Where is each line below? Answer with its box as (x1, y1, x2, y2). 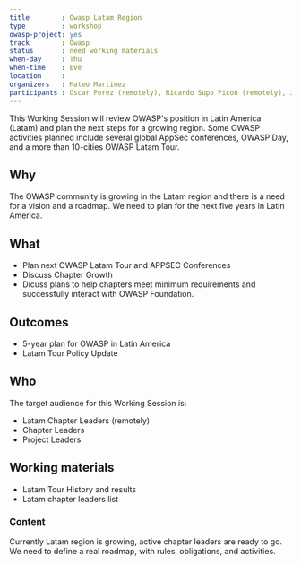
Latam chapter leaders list (21, 493, 119, 504)
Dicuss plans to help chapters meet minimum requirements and (21, 279, 256, 290)
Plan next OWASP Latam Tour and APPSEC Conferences (21, 260, 231, 271)
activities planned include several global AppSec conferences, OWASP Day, (9, 132, 289, 143)
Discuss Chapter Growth (21, 270, 114, 281)
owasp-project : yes (9, 30, 82, 39)
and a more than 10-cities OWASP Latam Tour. (9, 141, 180, 152)
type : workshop (9, 22, 102, 30)
